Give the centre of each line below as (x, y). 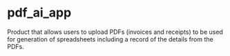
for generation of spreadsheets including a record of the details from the (110, 39)
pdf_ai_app (39, 13)
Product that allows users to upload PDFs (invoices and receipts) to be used (115, 32)
